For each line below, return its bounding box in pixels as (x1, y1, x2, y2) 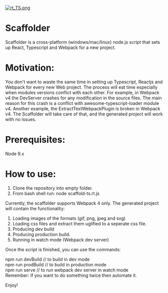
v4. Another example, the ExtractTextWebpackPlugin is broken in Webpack (5, 105, 160, 111)
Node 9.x (5, 150, 24, 156)
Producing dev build (12, 226, 54, 232)
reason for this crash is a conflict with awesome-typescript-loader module (5, 100, 159, 106)
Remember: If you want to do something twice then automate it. (5, 272, 137, 278)
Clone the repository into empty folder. (12, 185, 93, 191)
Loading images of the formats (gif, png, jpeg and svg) (12, 215, 126, 221)
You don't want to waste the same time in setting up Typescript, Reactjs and (5, 79, 163, 85)
